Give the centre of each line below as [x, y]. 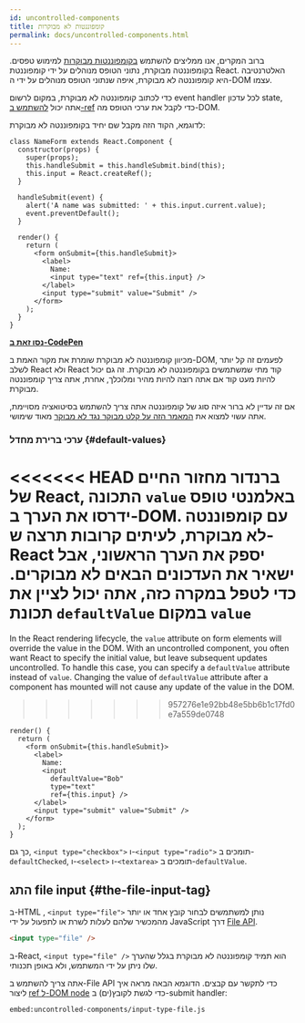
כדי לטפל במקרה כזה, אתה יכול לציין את [153, 594]
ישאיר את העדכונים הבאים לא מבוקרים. [152, 574]
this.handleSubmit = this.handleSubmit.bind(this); [126, 166]
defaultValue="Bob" [87, 779]
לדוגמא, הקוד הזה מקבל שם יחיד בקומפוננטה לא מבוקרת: [107, 125]
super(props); [52, 158]
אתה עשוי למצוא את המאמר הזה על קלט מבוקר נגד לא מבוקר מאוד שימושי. [138, 417]
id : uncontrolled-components [65, 18]
